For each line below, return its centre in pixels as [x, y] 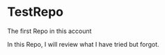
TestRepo [36, 12]
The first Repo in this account [49, 31]
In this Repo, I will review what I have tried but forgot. [83, 44]
